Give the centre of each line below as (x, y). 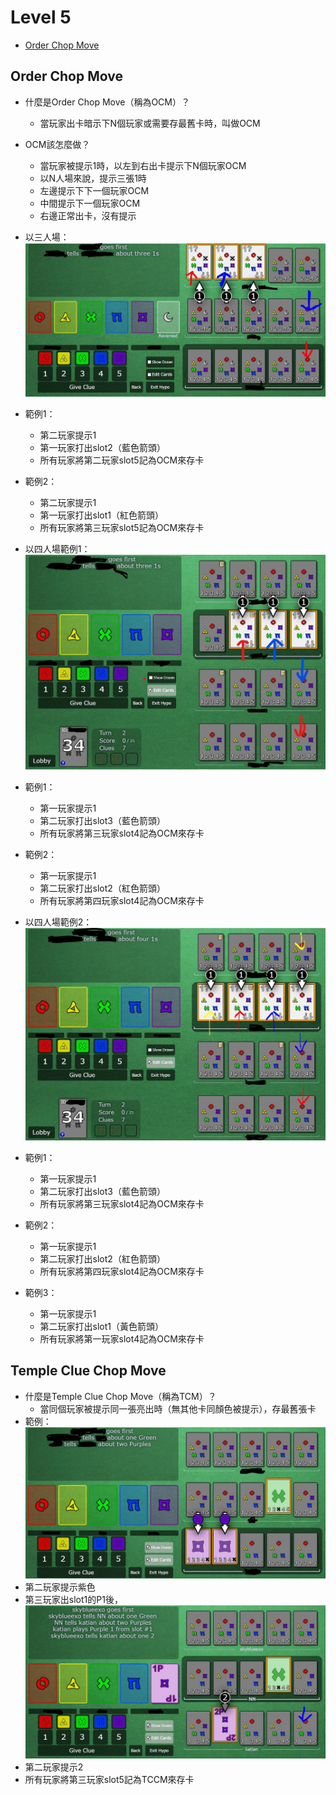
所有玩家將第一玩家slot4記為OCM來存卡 (122, 1338)
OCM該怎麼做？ (57, 144)
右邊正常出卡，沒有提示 (88, 215)
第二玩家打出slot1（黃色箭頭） (102, 1326)
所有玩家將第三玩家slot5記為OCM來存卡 (122, 528)
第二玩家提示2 (54, 1767)
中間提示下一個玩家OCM (90, 203)
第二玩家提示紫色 (60, 1587)
